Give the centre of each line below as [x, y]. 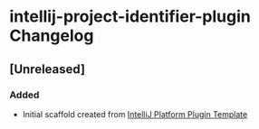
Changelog [52, 36]
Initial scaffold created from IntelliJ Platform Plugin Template [135, 114]
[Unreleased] [48, 69]
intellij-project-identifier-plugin [130, 17]
